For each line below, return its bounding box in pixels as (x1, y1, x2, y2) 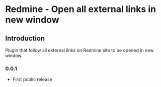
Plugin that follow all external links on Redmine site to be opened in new (5, 47, 154, 53)
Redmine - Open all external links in (5, 3, 156, 15)
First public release (12, 76, 53, 82)
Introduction (5, 34, 45, 42)
